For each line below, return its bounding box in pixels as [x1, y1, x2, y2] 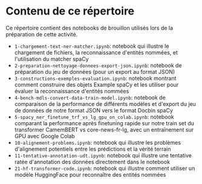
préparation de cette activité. [5, 30, 78, 38]
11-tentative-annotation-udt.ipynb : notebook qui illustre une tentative [14, 151, 192, 159]
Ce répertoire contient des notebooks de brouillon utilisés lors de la [5, 24, 174, 31]
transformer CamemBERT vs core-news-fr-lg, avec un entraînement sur [14, 126, 194, 133]
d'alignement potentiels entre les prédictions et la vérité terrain [14, 145, 171, 153]
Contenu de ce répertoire [5, 4, 135, 18]
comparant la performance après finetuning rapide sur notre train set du [14, 119, 195, 126]
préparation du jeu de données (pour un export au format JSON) [14, 68, 175, 75]
